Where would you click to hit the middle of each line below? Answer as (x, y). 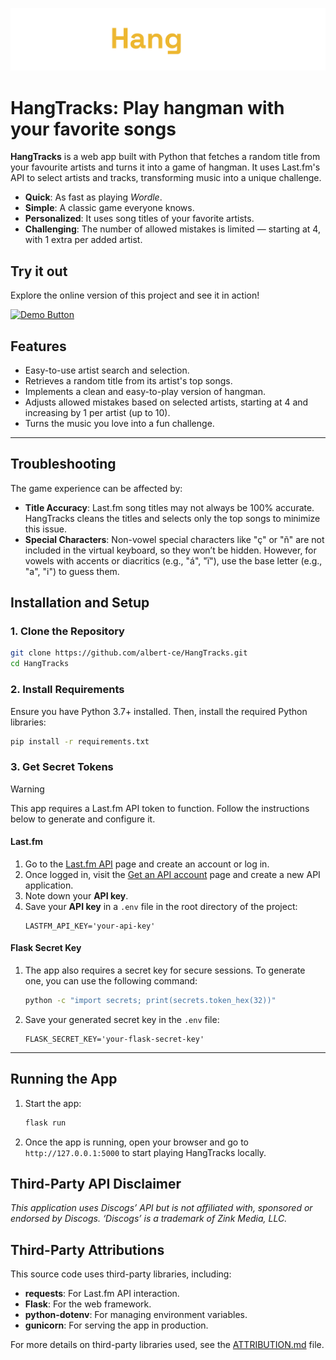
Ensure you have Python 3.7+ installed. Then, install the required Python (159, 711)
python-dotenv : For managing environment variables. (136, 1315)
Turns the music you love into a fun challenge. (119, 423)
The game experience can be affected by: (96, 488)
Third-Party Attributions (87, 1249)
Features (38, 346)
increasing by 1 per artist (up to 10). (97, 412)
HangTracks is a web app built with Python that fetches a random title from (165, 157)
